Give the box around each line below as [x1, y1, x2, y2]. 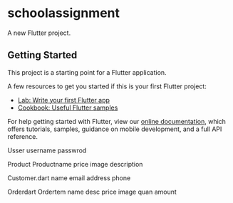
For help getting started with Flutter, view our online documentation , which [7, 117, 227, 125]
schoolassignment [7, 5, 120, 21]
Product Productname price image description [7, 160, 143, 168]
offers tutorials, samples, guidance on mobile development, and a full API [7, 125, 222, 133]
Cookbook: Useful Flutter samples [17, 103, 118, 112]
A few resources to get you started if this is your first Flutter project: [7, 82, 207, 90]
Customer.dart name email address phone [7, 173, 131, 182]
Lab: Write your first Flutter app [17, 95, 110, 104]
